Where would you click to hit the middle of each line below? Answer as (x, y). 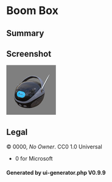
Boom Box (33, 11)
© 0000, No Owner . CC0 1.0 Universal (54, 147)
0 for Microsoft (34, 159)
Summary (25, 33)
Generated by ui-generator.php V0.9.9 (56, 172)
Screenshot (29, 53)
